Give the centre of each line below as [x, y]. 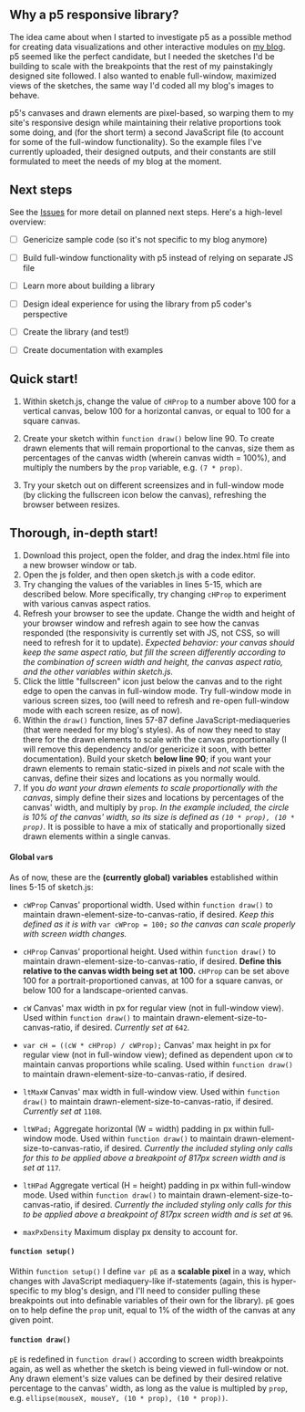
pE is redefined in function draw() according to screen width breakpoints [147, 1359]
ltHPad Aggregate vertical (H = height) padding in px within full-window [157, 1185]
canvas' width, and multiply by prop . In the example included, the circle [156, 807]
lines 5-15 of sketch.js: [51, 887]
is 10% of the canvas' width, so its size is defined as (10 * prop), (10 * [158, 816]
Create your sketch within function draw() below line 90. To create [148, 438]
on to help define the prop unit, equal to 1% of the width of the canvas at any [152, 1310]
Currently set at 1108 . [62, 1111]
